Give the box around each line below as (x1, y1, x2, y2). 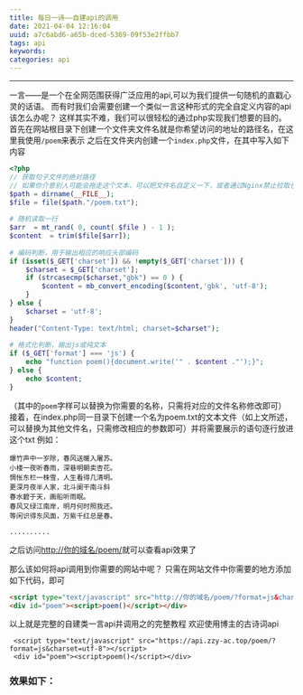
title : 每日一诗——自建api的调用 (9, 13, 119, 23)
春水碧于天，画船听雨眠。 (9, 492, 90, 502)
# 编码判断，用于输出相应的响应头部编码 (9, 248, 139, 258)
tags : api (9, 38, 47, 48)
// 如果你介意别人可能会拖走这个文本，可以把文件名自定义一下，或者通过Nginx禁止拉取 (9, 181, 290, 190)
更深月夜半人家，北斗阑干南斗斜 (9, 483, 111, 492)
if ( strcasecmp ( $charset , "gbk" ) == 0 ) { (25, 273, 183, 283)
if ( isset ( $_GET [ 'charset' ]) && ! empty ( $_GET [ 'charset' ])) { (9, 257, 244, 266)
